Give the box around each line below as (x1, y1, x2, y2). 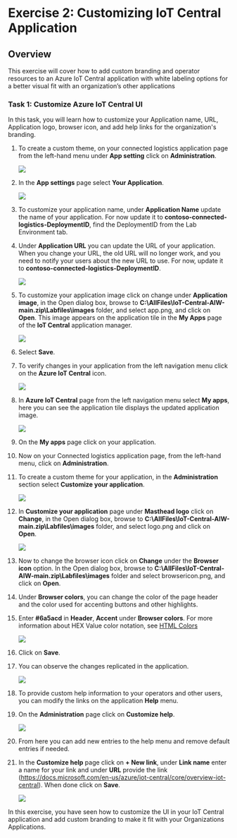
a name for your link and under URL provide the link (18, 766, 168, 774)
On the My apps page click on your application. (18, 438, 157, 446)
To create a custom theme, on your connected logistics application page (18, 144, 229, 152)
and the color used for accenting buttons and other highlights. (18, 600, 198, 609)
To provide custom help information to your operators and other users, (18, 689, 223, 698)
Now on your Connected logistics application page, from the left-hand (18, 452, 222, 460)
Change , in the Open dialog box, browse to (18, 515, 143, 523)
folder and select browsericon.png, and (110, 572, 226, 580)
